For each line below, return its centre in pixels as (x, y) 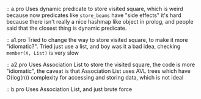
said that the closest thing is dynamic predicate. (67, 28)
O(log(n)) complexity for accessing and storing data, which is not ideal (95, 77)
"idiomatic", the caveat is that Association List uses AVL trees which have (99, 71)
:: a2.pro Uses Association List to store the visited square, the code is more (101, 64)
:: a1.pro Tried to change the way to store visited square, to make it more (97, 40)
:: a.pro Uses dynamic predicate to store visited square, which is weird (95, 9)
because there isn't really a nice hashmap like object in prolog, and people (100, 22)
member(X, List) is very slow (43, 53)
